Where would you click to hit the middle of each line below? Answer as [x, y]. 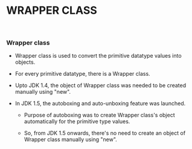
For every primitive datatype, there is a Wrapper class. [82, 74]
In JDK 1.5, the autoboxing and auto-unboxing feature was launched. [100, 103]
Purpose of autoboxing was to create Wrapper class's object [99, 115]
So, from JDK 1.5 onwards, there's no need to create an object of [105, 133]
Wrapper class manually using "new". [71, 139]
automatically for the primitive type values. [77, 121]
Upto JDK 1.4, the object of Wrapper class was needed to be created [101, 85]
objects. [25, 62]
